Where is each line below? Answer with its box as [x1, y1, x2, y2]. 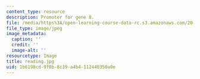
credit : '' [11, 42, 39, 48]
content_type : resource [6, 8, 65, 15]
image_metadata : [6, 31, 46, 37]
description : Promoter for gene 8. [6, 14, 95, 20]
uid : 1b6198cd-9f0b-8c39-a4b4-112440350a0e [6, 64, 116, 70]
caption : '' [11, 36, 42, 42]
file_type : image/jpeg [6, 25, 62, 31]
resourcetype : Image [6, 53, 58, 59]
